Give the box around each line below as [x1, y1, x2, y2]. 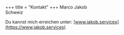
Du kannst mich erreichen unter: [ [5, 19, 75, 25]
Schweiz [5, 9, 23, 15]
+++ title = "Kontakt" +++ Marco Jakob [5, 4, 88, 10]
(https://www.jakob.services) [5, 24, 66, 30]
